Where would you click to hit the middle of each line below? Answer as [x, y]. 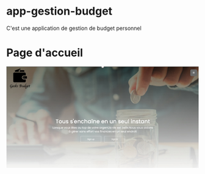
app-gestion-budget [59, 11]
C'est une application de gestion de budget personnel [74, 28]
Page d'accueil [45, 53]
